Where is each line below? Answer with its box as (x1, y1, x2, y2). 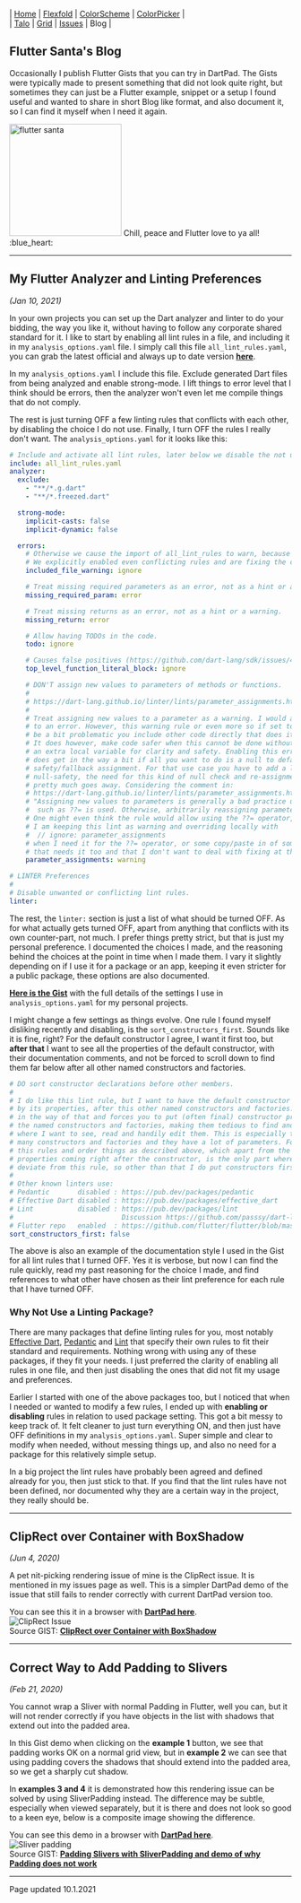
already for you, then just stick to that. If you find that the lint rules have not (9, 1475, 287, 1486)
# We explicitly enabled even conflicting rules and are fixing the (25, 558, 287, 567)
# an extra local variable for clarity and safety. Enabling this (25, 747, 279, 756)
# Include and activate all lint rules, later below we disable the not (9, 450, 287, 459)
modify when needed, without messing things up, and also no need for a (9, 1439, 277, 1450)
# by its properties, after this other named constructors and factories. (9, 1104, 295, 1114)
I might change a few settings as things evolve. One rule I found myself (9, 1014, 271, 1025)
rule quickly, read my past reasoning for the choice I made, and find (9, 1264, 260, 1275)
